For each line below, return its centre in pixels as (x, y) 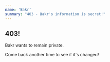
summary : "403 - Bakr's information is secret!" (55, 14)
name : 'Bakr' (18, 9)
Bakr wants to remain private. (35, 45)
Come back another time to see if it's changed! (52, 55)
